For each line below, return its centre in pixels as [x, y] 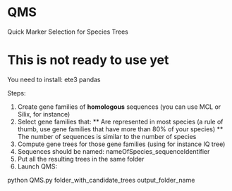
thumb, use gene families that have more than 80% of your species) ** [120, 129]
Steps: [17, 93]
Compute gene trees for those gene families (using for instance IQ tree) [121, 144]
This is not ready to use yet [88, 60]
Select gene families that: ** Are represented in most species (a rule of [120, 121]
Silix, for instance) [44, 114]
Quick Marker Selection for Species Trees [68, 32]
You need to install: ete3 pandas [54, 79]
